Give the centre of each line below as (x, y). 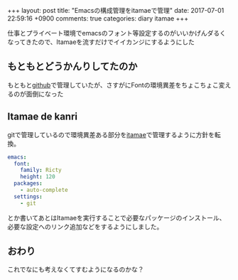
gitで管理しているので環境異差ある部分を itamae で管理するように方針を (111, 134)
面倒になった (45, 94)
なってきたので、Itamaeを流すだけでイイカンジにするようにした (101, 42)
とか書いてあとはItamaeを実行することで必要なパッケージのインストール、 (117, 217)
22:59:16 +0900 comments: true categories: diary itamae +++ (98, 18)
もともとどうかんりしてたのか (72, 66)
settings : (28, 196)
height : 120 (38, 177)
